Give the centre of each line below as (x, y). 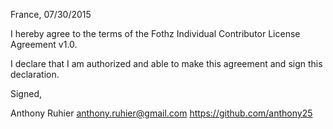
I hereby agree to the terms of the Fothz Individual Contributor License (155, 33)
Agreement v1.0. (44, 44)
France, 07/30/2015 (51, 14)
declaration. (35, 74)
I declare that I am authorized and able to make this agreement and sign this (166, 63)
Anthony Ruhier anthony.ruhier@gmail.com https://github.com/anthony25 (161, 113)
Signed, (26, 93)
